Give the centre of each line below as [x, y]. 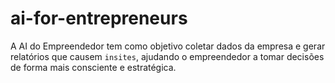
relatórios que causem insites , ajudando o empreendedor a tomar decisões [167, 56]
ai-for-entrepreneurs [99, 18]
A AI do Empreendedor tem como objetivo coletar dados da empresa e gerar [168, 46]
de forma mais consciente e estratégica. [93, 67]
